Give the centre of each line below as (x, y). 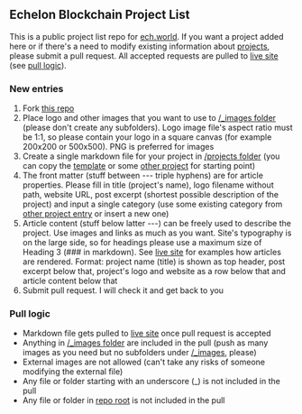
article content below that (70, 281)
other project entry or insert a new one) (96, 214)
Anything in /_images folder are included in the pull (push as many (145, 343)
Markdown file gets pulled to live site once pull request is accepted (146, 334)
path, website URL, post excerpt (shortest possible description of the (151, 195)
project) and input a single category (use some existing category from (152, 204)
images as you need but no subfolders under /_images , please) (139, 353)
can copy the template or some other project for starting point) (139, 166)
